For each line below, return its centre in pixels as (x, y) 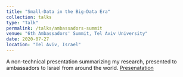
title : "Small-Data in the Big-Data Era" (58, 12)
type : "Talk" (22, 23)
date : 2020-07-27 (28, 39)
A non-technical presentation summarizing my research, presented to (91, 61)
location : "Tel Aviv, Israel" (44, 45)
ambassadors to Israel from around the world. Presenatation (80, 68)
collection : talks (29, 17)
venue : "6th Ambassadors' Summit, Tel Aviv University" (77, 34)
